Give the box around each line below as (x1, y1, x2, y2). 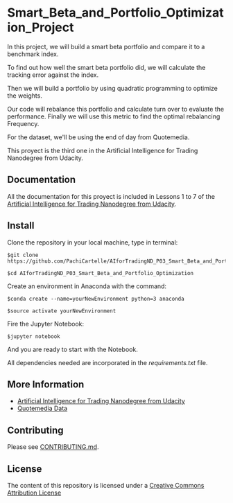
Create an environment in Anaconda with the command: (7, 282, 167, 290)
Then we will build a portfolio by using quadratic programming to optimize (7, 84, 218, 92)
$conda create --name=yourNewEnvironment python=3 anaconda (7, 295, 185, 302)
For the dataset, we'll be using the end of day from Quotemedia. (7, 133, 190, 141)
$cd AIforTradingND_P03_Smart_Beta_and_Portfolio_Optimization (7, 270, 194, 276)
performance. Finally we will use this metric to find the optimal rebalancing (7, 112, 221, 121)
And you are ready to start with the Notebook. (7, 345, 139, 353)
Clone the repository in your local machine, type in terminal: (7, 238, 178, 247)
